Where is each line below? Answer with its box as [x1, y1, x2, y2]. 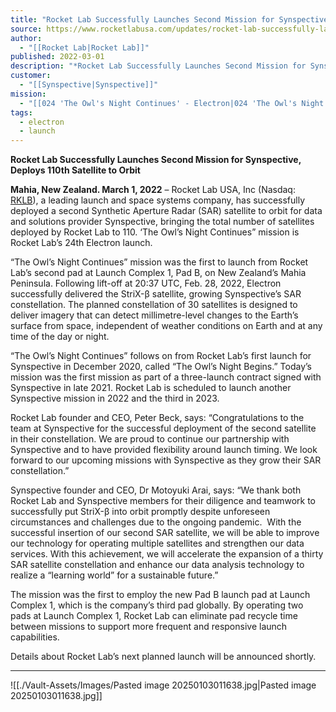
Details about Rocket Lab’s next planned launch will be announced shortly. [10, 651, 317, 663]
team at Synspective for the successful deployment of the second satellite [10, 422, 317, 435]
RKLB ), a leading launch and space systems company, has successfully [10, 194, 306, 206]
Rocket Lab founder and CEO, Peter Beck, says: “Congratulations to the [10, 412, 305, 424]
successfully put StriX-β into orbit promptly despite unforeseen [10, 506, 271, 518]
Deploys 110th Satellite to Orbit [10, 164, 141, 176]
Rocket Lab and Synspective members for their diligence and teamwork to [10, 495, 317, 507]
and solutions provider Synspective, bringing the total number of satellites [10, 216, 315, 228]
